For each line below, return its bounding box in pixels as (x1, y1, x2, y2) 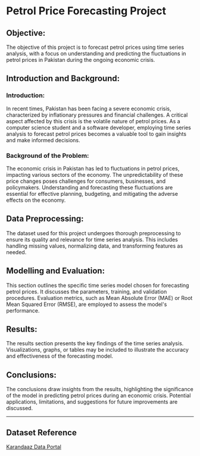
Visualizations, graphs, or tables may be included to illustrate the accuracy (6, 346, 189, 354)
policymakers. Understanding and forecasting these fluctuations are (6, 183, 173, 191)
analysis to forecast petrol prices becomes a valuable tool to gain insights (6, 130, 186, 138)
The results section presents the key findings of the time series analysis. (6, 340, 184, 347)
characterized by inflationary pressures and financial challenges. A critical (6, 111, 188, 118)
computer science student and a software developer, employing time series (6, 124, 192, 131)
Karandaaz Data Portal (6, 443, 61, 451)
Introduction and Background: (6, 73, 120, 84)
